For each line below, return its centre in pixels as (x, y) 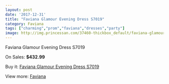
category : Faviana (24, 24)
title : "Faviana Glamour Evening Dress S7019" (55, 19)
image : (12, 33)
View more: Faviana (26, 76)
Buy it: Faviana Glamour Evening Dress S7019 (52, 66)
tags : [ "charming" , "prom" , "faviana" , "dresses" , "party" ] (65, 28)
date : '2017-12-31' (26, 14)
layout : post (19, 10)
